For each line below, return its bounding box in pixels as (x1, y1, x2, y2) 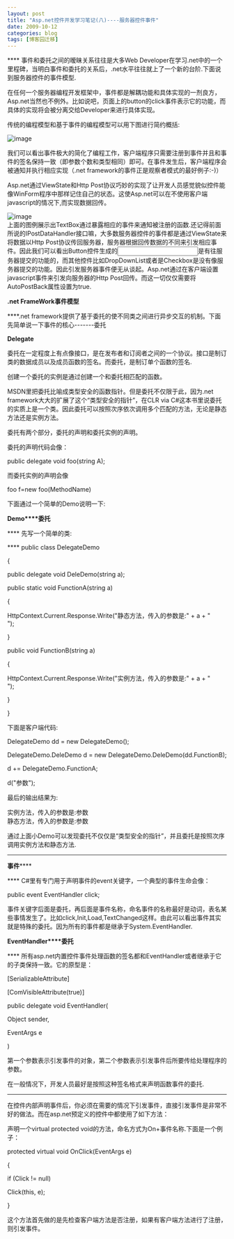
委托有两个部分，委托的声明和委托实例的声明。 (7, 428, 141, 437)
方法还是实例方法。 (7, 414, 63, 422)
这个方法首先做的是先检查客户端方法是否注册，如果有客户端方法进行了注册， (7, 1216, 227, 1224)
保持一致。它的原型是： (25, 960, 93, 969)
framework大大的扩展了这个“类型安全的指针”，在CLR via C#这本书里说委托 (7, 396, 222, 405)
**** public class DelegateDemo (7, 543, 100, 552)
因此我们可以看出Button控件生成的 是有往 (19, 247, 217, 255)
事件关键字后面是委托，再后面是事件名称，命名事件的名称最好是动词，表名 (7, 905, 221, 913)
